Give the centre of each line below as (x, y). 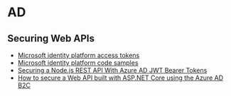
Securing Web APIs (51, 38)
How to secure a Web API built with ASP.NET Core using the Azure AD (120, 78)
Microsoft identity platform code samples (78, 63)
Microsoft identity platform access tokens (79, 55)
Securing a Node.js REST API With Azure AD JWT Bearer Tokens (112, 70)
